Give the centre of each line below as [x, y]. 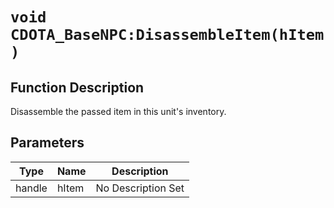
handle [31, 188]
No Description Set [140, 188]
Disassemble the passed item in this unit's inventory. [118, 111]
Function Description [77, 87]
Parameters [47, 143]
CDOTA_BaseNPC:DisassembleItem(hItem [167, 35]
